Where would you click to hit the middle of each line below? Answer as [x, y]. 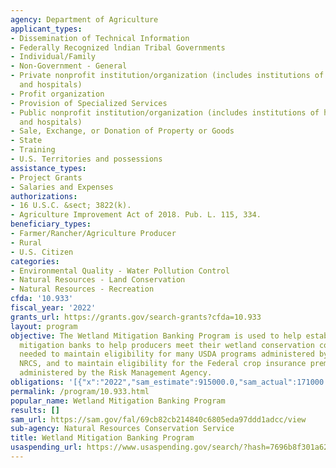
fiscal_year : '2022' [53, 308]
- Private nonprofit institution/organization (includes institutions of [167, 76]
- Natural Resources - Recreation [82, 289]
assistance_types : [48, 168]
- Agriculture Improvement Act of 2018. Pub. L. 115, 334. [136, 215]
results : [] [35, 410]
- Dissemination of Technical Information [100, 38]
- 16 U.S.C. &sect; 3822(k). [71, 206]
